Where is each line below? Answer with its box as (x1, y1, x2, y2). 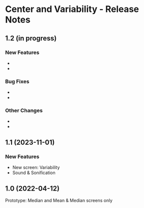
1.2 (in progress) (5, 34, 57, 42)
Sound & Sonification (12, 170, 56, 176)
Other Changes (5, 107, 43, 114)
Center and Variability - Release (5, 3, 139, 15)
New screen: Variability (12, 165, 60, 171)
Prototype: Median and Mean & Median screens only (5, 197, 113, 203)
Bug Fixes (5, 78, 30, 85)
